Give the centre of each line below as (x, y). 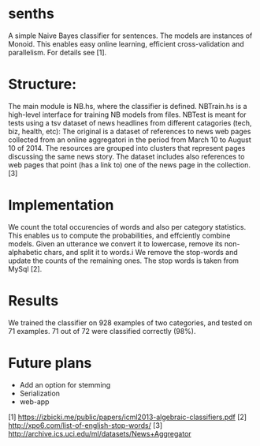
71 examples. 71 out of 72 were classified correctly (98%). (102, 331)
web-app (34, 401)
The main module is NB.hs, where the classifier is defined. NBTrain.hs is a (128, 106)
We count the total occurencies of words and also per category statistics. (127, 227)
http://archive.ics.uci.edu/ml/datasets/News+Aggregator (100, 433)
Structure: (43, 84)
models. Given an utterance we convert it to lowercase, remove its (115, 244)
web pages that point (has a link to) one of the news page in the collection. (129, 165)
